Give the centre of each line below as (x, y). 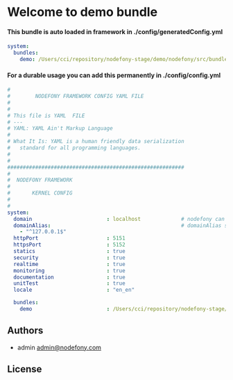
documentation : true (70, 277)
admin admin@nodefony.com (59, 347)
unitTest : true (70, 283)
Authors (25, 331)
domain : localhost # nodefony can (119, 219)
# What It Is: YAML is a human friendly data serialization (96, 142)
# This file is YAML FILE (46, 115)
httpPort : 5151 (70, 238)
